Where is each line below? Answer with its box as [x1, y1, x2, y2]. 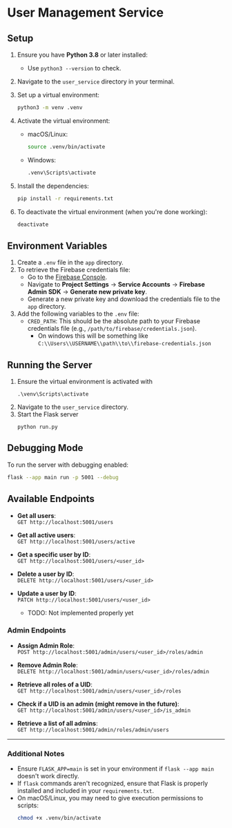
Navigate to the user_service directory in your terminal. [17, 77, 175, 86]
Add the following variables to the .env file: [17, 309, 139, 318]
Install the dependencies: [17, 182, 90, 190]
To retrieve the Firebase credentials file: [17, 266, 131, 274]
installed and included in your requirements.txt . [17, 787, 154, 795]
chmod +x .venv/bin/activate [17, 815, 101, 822]
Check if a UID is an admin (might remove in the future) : [17, 700, 180, 708]
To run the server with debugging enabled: [7, 461, 129, 469]
